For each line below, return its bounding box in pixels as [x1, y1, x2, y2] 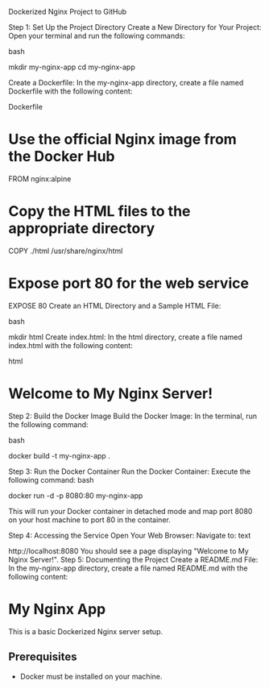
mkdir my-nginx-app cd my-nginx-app [8, 62, 135, 72]
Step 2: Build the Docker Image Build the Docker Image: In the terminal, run [8, 411, 258, 421]
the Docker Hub [8, 147, 115, 166]
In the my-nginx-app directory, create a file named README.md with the [8, 563, 248, 573]
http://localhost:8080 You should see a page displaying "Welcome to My [8, 546, 250, 555]
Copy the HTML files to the [8, 202, 191, 221]
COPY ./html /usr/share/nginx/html [8, 246, 123, 255]
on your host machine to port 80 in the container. [8, 515, 171, 525]
